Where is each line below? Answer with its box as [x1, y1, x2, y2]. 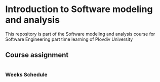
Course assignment [5, 51, 69, 59]
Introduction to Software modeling [5, 4, 153, 15]
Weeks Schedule [5, 71, 48, 78]
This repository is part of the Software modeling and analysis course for [5, 31, 155, 37]
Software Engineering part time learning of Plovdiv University [5, 36, 133, 42]
